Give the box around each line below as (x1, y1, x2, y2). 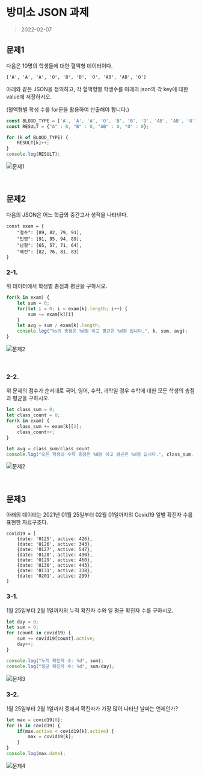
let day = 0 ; (6, 619, 39, 625)
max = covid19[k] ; (28, 734, 74, 740)
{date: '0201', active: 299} (17, 573, 90, 579)
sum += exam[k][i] (28, 311, 74, 317)
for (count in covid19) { (6, 630, 71, 636)
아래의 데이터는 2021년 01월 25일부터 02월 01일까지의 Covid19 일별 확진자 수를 (6, 511, 193, 518)
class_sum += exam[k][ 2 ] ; (17, 424, 82, 430)
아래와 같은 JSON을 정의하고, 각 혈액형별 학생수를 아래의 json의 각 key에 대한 (6, 85, 188, 92)
